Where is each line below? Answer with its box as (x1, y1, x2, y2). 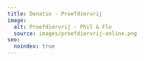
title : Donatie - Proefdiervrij (7, 10, 102, 18)
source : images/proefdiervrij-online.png (13, 29, 138, 37)
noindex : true (13, 43, 55, 50)
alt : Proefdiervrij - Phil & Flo (13, 23, 112, 30)
